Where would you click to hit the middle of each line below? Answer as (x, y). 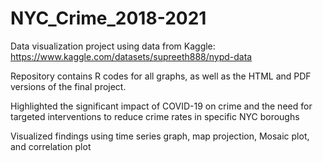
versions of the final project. (68, 86)
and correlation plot (51, 146)
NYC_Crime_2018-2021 (108, 18)
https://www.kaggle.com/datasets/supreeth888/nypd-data (131, 56)
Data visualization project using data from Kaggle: (113, 46)
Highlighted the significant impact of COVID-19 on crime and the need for (161, 106)
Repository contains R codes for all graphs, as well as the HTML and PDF (161, 76)
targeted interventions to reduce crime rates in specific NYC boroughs (155, 116)
